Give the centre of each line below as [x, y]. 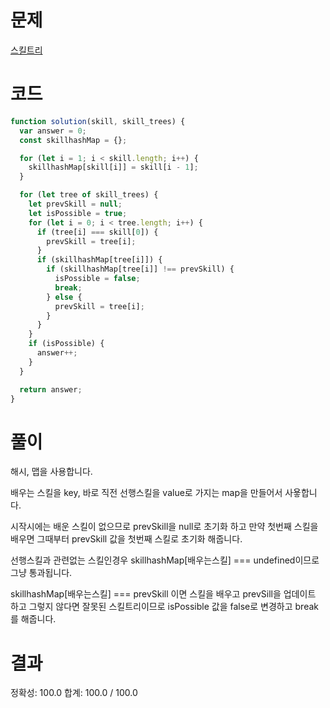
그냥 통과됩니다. [41, 573]
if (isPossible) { [66, 344]
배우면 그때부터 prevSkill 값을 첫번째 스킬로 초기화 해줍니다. [126, 539]
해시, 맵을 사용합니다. [51, 472]
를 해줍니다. [33, 619]
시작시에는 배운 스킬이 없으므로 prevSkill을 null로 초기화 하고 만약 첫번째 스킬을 [164, 527]
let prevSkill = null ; [75, 204]
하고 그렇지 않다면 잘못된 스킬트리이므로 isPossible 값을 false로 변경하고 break [164, 607]
